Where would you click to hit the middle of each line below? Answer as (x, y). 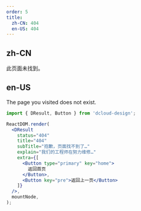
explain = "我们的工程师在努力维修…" (57, 152)
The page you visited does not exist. (51, 102)
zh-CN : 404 (25, 23)
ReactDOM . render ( (28, 124)
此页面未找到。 (25, 68)
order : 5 (17, 12)
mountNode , (25, 197)
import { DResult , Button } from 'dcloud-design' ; (71, 113)
